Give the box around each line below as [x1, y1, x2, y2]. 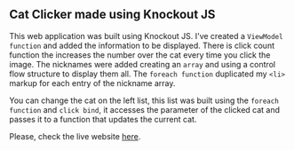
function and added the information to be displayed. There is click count [9, 40, 275, 51]
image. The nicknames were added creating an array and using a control [9, 59, 276, 69]
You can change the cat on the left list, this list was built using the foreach [9, 95, 280, 106]
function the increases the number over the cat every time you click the [9, 49, 271, 60]
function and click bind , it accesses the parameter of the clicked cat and [9, 104, 281, 114]
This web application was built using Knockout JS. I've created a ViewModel [9, 30, 283, 41]
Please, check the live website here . [9, 130, 141, 141]
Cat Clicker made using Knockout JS [9, 7, 216, 22]
